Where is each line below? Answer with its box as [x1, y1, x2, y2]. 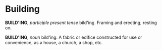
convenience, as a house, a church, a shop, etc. [5, 39, 103, 45]
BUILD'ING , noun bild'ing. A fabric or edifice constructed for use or [5, 34, 143, 40]
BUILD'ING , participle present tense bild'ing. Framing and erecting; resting [5, 20, 157, 25]
